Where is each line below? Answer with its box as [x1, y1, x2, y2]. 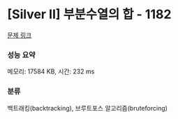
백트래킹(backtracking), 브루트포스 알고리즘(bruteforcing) [7, 104, 168, 112]
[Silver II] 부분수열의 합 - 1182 [7, 6, 172, 22]
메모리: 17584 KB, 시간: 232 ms [7, 67, 95, 76]
